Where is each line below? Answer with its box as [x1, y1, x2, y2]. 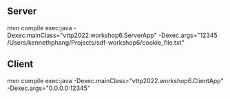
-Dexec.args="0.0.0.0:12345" [7, 84, 91, 92]
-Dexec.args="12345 [158, 31, 218, 39]
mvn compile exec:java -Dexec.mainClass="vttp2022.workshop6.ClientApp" [7, 76, 224, 85]
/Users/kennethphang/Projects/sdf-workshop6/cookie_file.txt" [7, 38, 185, 47]
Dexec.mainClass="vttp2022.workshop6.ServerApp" [7, 31, 157, 39]
